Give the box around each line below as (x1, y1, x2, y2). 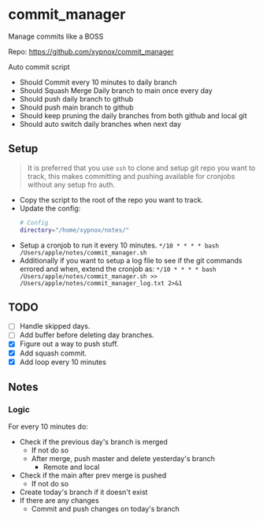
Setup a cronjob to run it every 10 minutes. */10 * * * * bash (19, 240, 219, 250)
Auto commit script (8, 61, 70, 72)
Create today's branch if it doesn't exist (19, 487, 148, 497)
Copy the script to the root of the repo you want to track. (19, 195, 203, 204)
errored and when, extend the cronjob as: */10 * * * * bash (19, 264, 217, 274)
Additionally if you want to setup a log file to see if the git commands (19, 255, 243, 265)
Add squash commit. (19, 348, 87, 358)
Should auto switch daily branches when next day (19, 119, 182, 128)
